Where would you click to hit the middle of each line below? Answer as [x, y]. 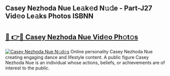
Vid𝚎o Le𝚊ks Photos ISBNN [49, 16]
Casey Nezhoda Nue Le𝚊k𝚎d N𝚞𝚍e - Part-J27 [79, 8]
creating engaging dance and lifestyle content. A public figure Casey [77, 57]
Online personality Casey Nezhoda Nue [112, 52]
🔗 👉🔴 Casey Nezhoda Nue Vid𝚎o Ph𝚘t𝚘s [72, 37]
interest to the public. [27, 68]
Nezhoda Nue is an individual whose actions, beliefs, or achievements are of [85, 63]
